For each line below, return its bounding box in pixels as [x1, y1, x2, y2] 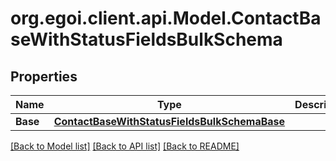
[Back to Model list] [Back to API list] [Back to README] [10, 140, 240, 152]
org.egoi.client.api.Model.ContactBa [10, 7, 322, 30]
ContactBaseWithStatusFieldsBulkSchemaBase [53, 115, 286, 128]
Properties [10, 68, 78, 85]
